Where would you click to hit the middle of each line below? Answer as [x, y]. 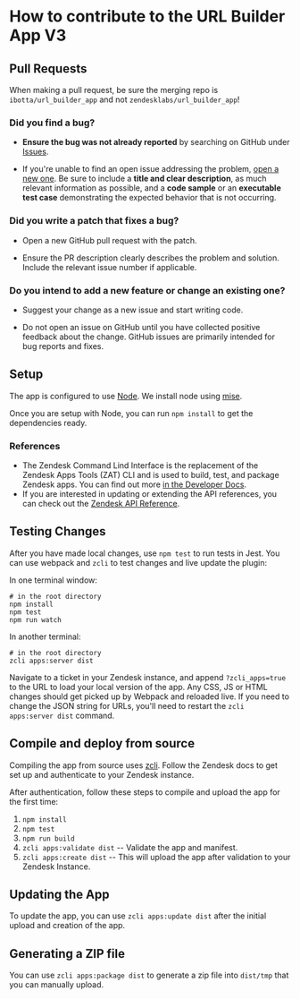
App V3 [38, 35]
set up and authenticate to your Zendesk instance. [102, 774]
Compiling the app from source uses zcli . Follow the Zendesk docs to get [144, 765]
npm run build [48, 839]
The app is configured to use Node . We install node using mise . [126, 396]
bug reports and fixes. [63, 346]
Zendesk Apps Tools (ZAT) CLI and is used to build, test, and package [150, 475]
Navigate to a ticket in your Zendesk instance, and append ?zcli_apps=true [148, 677]
